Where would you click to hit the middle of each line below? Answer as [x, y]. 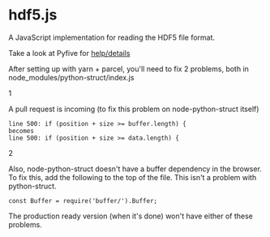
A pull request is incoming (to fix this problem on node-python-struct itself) [134, 109]
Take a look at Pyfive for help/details [69, 53]
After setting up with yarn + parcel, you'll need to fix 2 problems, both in [129, 69]
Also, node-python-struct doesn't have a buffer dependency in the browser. [135, 169]
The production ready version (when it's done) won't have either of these [131, 216]
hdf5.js [33, 15]
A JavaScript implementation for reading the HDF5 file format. [112, 37]
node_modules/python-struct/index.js [71, 77]
